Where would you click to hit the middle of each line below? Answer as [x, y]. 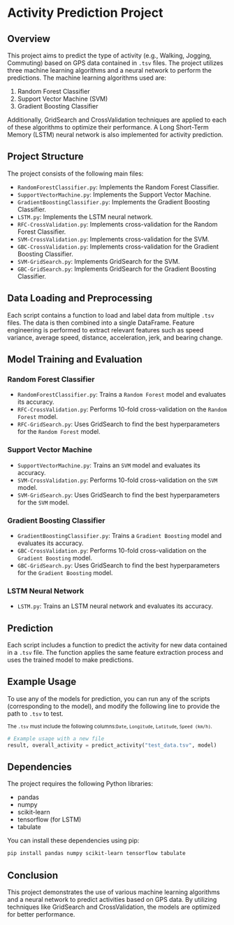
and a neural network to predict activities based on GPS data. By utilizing [112, 900]
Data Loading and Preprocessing [80, 298]
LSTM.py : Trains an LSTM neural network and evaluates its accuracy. [115, 606]
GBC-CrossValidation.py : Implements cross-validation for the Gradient [118, 246]
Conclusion [33, 875]
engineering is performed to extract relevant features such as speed [105, 330]
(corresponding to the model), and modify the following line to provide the [114, 706]
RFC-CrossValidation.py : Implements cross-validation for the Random [117, 224]
